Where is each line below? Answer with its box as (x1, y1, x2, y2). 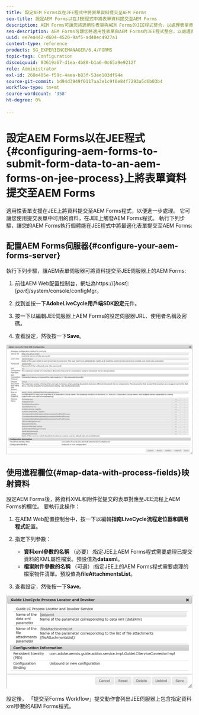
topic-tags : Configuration (6, 53, 73, 59)
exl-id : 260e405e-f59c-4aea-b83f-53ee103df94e (6, 72, 123, 78)
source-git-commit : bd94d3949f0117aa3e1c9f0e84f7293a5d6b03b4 (6, 78, 163, 84)
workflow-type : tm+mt (6, 85, 60, 91)
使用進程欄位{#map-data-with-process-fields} (6, 467, 182, 477)
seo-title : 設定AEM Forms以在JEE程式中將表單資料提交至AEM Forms (6, 15, 158, 22)
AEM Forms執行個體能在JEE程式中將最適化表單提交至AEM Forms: (31, 222, 192, 229)
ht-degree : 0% (6, 97, 41, 103)
